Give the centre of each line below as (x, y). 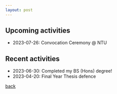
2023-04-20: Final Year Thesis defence (54, 76)
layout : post (19, 10)
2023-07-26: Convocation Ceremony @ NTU (60, 43)
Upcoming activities (38, 31)
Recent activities (33, 59)
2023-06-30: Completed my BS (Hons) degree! (62, 71)
